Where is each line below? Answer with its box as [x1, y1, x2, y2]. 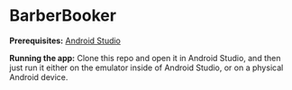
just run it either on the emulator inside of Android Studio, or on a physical [9, 62, 284, 73]
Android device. [9, 71, 68, 82]
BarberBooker [9, 5, 117, 26]
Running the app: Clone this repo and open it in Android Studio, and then [9, 52, 281, 63]
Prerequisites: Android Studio [9, 35, 122, 46]
